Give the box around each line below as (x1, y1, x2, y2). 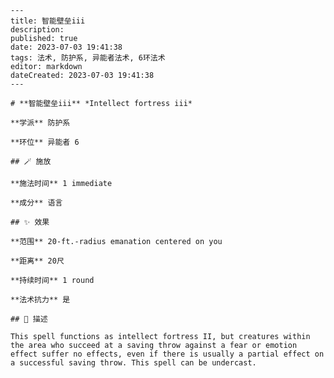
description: (10, 25, 65, 35)
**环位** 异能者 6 (10, 137, 80, 147)
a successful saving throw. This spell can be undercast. (10, 358, 257, 368)
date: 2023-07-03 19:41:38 (10, 42, 123, 52)
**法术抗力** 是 (10, 295, 71, 305)
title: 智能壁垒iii (10, 16, 86, 26)
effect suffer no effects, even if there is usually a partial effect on (10, 349, 325, 359)
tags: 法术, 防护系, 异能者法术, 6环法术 (10, 53, 166, 63)
